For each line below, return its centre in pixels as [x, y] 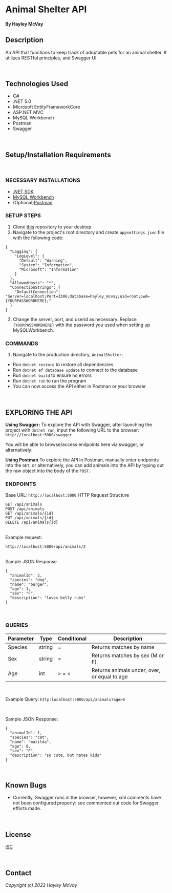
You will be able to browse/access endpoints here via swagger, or [75, 444]
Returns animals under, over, [126, 670]
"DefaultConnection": [37, 292]
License [18, 834]
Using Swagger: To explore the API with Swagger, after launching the [79, 424]
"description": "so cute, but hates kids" [56, 755]
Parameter [21, 639]
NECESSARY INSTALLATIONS [43, 180]
